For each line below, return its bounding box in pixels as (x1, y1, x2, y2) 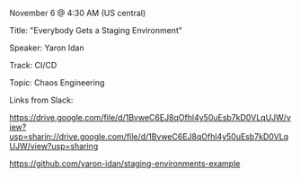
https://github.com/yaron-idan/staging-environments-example (9, 158, 241, 169)
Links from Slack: (9, 94, 74, 105)
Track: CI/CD (9, 60, 57, 70)
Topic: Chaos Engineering (9, 77, 105, 88)
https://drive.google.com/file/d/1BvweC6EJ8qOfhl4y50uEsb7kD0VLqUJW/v (9, 112, 292, 122)
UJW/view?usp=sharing (9, 141, 99, 151)
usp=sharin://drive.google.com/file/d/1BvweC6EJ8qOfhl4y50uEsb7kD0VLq (9, 131, 289, 142)
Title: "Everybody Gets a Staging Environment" (9, 25, 182, 35)
